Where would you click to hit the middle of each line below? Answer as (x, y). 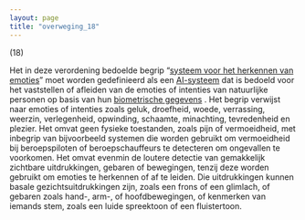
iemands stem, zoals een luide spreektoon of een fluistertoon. (126, 205)
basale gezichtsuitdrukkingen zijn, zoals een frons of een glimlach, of (140, 186)
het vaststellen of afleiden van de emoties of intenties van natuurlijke (139, 89)
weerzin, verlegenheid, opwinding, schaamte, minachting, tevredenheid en (150, 119)
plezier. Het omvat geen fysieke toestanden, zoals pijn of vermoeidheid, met (153, 128)
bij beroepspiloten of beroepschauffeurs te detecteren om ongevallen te (145, 148)
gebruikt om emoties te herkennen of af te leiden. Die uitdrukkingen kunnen (152, 177)
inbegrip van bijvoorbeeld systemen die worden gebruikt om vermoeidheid (150, 138)
